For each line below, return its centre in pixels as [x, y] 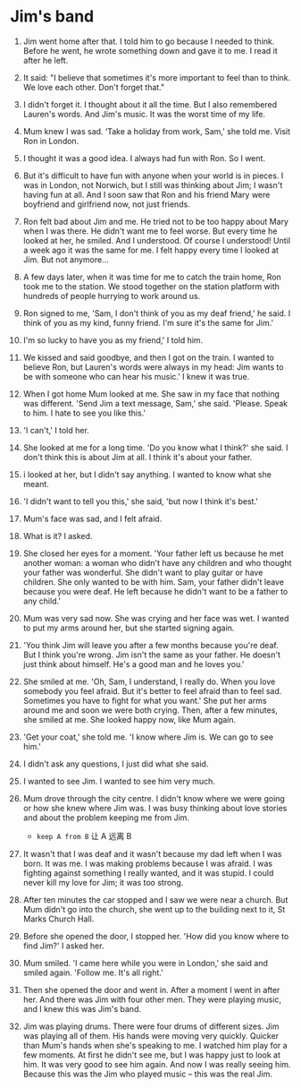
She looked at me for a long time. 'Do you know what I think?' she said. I [155, 447]
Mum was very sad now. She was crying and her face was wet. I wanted [156, 618]
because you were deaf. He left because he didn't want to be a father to [155, 591]
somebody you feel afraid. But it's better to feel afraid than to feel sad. [152, 690]
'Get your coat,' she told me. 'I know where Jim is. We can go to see [148, 737]
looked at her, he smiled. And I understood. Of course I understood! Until [157, 240]
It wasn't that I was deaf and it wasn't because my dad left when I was [152, 853]
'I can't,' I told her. [56, 430]
